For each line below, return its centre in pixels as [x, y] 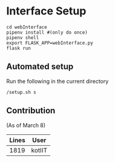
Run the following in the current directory [57, 81]
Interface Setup [46, 11]
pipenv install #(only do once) [47, 32]
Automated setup [40, 67]
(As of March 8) [26, 125]
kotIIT [39, 150]
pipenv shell [23, 37]
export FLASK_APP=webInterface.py [50, 43]
